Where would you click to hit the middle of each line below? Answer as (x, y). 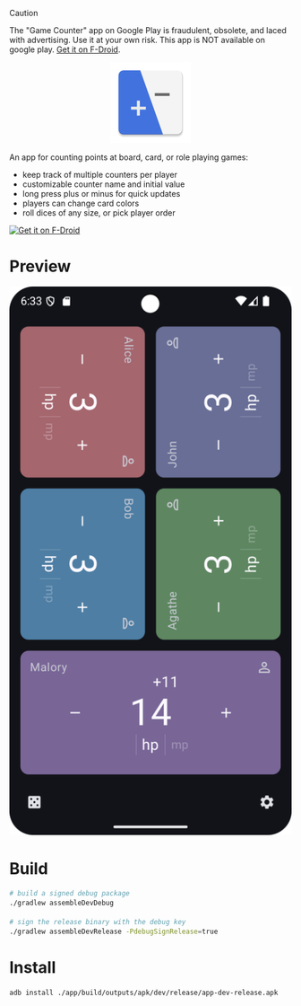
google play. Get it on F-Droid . (65, 49)
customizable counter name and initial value (103, 184)
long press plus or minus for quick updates (101, 194)
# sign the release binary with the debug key (98, 922)
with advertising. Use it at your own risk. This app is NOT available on (138, 40)
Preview (40, 266)
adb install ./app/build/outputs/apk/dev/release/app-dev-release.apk (144, 993)
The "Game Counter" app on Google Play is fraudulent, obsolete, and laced (148, 30)
